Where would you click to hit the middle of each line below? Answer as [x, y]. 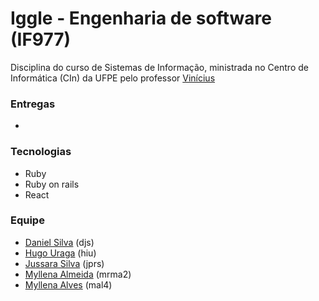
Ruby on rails [52, 184]
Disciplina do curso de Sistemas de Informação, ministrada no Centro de [159, 67]
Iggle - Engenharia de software [141, 18]
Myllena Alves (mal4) [68, 284]
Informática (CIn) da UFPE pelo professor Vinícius [113, 78]
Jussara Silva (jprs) [64, 263]
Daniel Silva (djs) [59, 242]
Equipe [27, 220]
